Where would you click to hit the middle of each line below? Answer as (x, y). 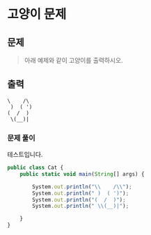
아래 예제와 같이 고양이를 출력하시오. (73, 60)
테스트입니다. (25, 155)
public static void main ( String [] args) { (82, 174)
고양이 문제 (37, 14)
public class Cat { (35, 168)
